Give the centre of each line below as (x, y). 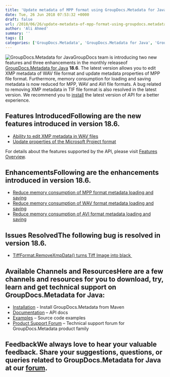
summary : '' (18, 33)
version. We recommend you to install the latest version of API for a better (82, 95)
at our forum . (26, 368)
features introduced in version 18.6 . (62, 124)
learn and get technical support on (61, 287)
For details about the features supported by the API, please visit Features (81, 151)
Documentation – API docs (40, 312)
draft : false (19, 19)
